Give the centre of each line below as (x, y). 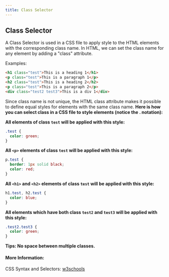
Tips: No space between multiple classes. (50, 246)
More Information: (25, 258)
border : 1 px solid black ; (37, 165)
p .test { (14, 160)
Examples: (16, 64)
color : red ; (23, 169)
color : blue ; (24, 198)
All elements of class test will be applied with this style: (65, 122)
